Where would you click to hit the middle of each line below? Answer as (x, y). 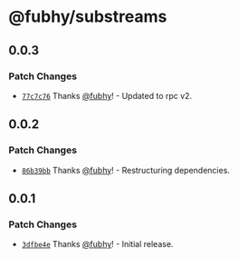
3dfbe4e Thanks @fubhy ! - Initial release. (97, 244)
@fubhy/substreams (88, 17)
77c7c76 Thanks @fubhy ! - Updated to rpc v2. (106, 95)
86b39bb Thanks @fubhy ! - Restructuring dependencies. (125, 170)
